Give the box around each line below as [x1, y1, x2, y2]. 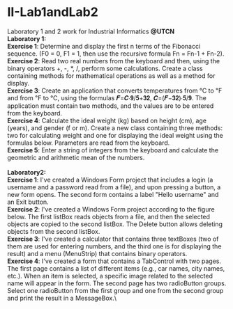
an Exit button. [7, 198, 49, 206]
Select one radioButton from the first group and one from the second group [7, 286, 224, 294]
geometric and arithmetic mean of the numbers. [7, 153, 145, 161]
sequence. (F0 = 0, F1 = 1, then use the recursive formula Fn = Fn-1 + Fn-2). [7, 49, 225, 58]
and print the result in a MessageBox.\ [7, 294, 117, 302]
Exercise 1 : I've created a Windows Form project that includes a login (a [7, 175, 213, 184]
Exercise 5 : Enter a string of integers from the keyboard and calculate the [7, 145, 218, 154]
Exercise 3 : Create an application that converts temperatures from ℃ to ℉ [7, 86, 223, 95]
